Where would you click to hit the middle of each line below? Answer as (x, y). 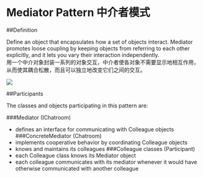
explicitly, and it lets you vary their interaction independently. (83, 55)
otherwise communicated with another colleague (77, 168)
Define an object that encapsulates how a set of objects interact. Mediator (100, 42)
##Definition (22, 30)
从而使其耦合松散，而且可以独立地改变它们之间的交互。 (76, 70)
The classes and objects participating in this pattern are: (77, 106)
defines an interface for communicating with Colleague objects (94, 129)
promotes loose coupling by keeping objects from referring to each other (98, 48)
